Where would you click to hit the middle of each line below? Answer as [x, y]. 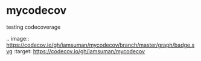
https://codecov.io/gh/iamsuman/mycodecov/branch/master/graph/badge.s [101, 45]
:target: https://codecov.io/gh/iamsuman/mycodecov [80, 51]
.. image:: [18, 38]
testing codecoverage [33, 27]
